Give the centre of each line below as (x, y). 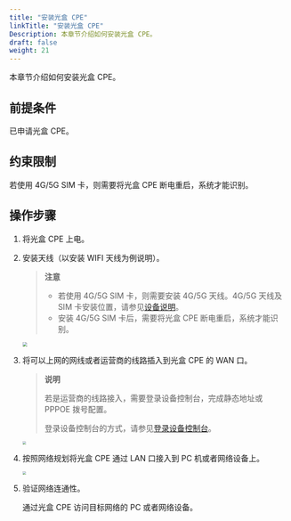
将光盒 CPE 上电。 (56, 239)
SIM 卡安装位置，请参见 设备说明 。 (121, 306)
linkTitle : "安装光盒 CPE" (57, 26)
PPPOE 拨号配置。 (78, 409)
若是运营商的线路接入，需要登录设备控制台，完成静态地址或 (154, 398)
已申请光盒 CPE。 (41, 131)
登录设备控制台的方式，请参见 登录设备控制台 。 (130, 427)
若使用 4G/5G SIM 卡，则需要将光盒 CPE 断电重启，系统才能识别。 (131, 184)
